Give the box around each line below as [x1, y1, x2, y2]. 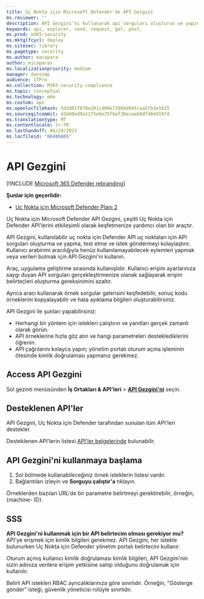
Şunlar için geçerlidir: [6, 191, 62, 198]
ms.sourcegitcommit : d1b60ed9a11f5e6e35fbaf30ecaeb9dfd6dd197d [6, 111, 170, 117]
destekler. [6, 426, 32, 433]
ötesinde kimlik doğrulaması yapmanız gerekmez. [15, 351, 139, 359]
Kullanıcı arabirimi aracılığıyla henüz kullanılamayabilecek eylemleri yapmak [6, 246, 195, 253]
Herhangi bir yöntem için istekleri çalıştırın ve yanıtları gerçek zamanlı [15, 319, 189, 326]
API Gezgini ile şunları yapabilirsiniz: [6, 307, 97, 315]
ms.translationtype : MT [6, 116, 67, 122]
